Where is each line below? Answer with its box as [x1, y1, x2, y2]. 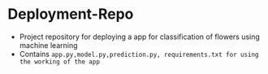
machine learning [19, 40, 78, 50]
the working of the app [19, 58, 101, 66]
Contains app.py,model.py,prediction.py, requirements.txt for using [19, 49, 259, 59]
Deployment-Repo [7, 5, 134, 24]
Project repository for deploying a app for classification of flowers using [19, 32, 261, 41]
